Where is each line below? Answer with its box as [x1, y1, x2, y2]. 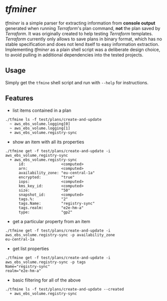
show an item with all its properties [12, 139, 84, 145]
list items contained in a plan [12, 107, 71, 113]
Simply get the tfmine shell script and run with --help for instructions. [5, 79, 148, 85]
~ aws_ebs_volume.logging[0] [9, 121, 70, 126]
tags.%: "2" [18, 196, 68, 202]
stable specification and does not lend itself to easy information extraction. [5, 41, 159, 47]
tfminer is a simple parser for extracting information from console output [5, 20, 155, 26]
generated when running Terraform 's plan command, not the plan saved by [5, 25, 160, 31]
